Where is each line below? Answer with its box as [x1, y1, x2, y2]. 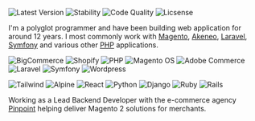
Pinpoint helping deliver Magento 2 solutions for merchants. [8, 104, 207, 113]
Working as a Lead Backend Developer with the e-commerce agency [8, 95, 237, 104]
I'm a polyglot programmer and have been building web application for [8, 23, 241, 32]
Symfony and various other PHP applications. [8, 40, 158, 50]
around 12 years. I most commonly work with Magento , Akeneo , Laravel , [8, 32, 248, 41]
